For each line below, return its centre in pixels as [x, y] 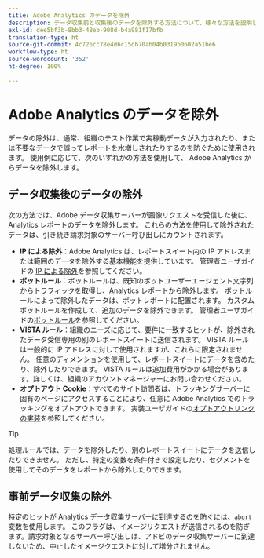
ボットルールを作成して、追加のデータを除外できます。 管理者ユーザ [130, 310]
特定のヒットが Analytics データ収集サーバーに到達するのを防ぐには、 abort [130, 517]
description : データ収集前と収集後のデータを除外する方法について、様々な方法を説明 [130, 23]
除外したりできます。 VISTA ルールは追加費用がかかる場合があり [137, 369]
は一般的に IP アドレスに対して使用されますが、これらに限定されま [128, 349]
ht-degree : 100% [35, 67]
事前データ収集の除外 [60, 496]
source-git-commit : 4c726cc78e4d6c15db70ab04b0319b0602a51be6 [112, 45]
